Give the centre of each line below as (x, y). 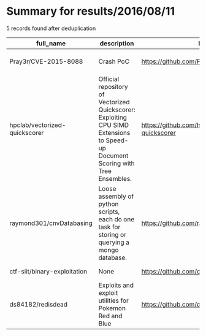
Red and (110, 316)
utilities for (113, 300)
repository (113, 86)
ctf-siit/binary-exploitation (48, 271)
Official (109, 79)
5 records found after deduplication (51, 28)
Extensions (114, 132)
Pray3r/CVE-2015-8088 (46, 61)
